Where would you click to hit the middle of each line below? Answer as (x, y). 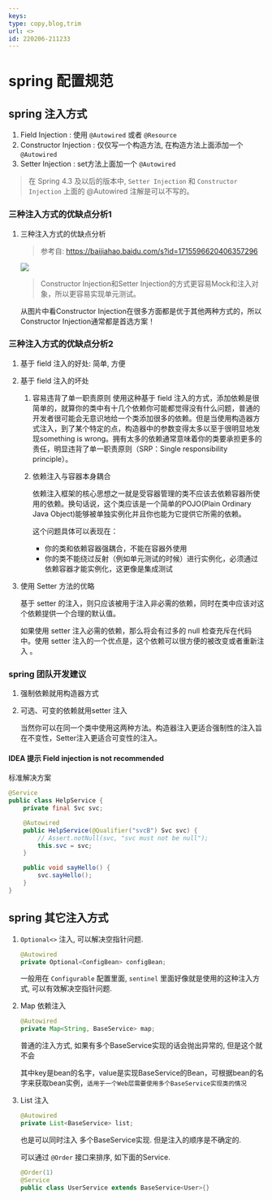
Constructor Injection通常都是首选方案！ (88, 321)
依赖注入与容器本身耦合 (71, 476)
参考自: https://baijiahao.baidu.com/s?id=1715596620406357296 (149, 251)
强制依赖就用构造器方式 (59, 693)
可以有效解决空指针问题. (71, 989)
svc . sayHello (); (65, 876)
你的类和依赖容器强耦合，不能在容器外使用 (116, 548)
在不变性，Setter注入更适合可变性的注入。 (91, 738)
